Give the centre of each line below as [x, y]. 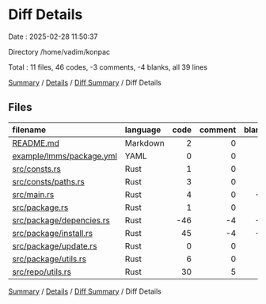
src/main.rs [33, 194]
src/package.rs [40, 207]
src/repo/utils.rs [42, 272]
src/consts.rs [37, 169]
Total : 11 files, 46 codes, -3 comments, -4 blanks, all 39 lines [108, 67]
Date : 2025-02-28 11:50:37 [53, 36]
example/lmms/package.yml [65, 156]
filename [29, 130]
